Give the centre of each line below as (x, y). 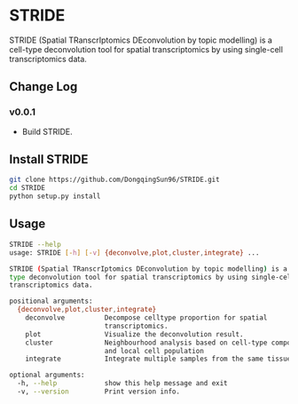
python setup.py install (55, 196)
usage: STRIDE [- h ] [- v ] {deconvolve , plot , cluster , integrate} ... (134, 253)
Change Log (43, 87)
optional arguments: (47, 375)
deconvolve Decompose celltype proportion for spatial (146, 318)
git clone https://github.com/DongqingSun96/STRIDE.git (114, 180)
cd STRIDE (27, 188)
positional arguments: (51, 301)
